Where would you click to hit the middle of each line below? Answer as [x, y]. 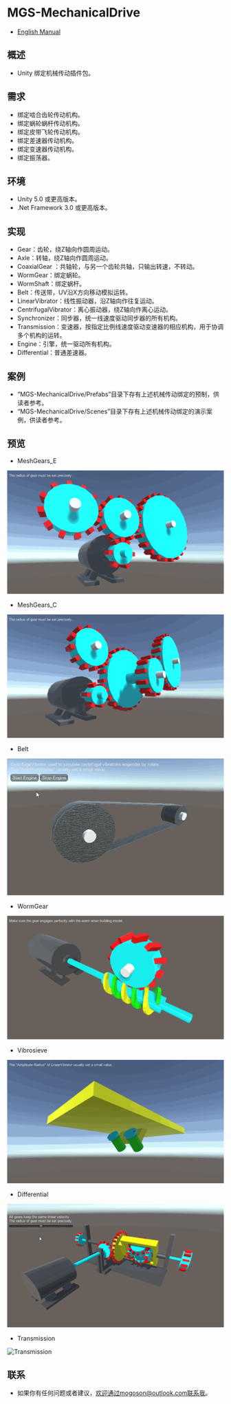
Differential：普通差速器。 [54, 353]
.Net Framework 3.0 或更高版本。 [64, 208]
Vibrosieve [32, 1050]
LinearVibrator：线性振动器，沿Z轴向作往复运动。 [87, 301]
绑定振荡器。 [35, 158]
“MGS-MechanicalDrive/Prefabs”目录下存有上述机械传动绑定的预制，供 [118, 394]
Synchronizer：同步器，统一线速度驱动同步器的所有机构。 [99, 318]
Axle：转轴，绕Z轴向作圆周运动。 [64, 258]
